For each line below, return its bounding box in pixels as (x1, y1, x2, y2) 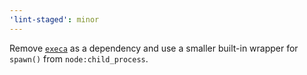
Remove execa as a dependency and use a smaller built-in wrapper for (9, 42, 299, 54)
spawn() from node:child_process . (9, 52, 149, 65)
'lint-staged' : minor (9, 14, 100, 25)
